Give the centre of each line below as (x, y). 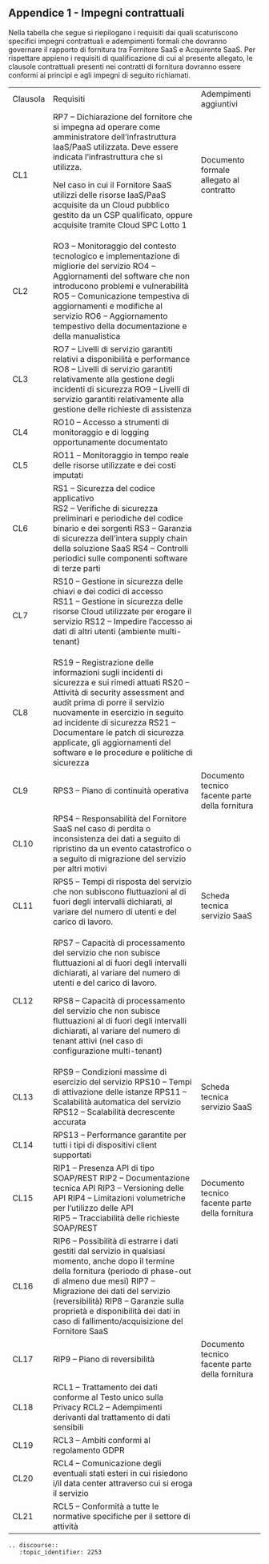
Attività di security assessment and (118, 692)
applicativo (73, 498)
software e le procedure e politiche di (123, 752)
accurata (69, 1122)
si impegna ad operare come (106, 127)
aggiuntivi (219, 103)
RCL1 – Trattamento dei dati (105, 1387)
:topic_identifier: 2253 (60, 1552)
